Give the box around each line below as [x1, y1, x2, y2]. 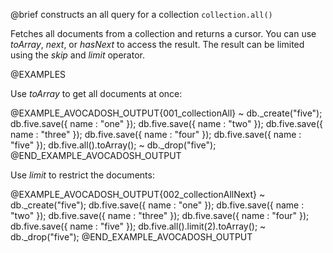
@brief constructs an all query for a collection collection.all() [10, 9, 273, 20]
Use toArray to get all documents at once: [10, 88, 183, 99]
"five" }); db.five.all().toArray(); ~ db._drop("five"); [10, 139, 217, 151]
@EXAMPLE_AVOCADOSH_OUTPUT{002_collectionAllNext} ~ [10, 189, 266, 200]
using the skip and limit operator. [10, 49, 145, 61]
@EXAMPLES [10, 69, 67, 80]
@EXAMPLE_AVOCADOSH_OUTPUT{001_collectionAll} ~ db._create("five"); [10, 107, 323, 119]
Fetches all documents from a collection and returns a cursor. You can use [10, 28, 317, 39]
